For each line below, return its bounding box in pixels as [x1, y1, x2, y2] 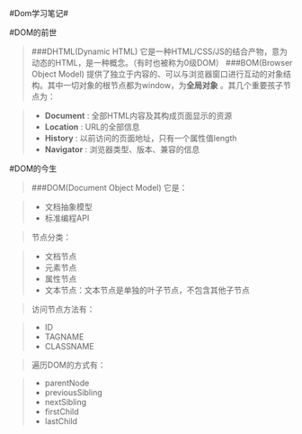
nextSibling [44, 397, 87, 407]
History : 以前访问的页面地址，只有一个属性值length [44, 133, 237, 143]
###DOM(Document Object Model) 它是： [31, 183, 188, 193]
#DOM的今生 [9, 163, 58, 174]
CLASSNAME [44, 341, 94, 351]
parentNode [44, 377, 90, 388]
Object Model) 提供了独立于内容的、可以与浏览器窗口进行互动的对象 [31, 68, 284, 79]
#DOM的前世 [9, 27, 58, 38]
